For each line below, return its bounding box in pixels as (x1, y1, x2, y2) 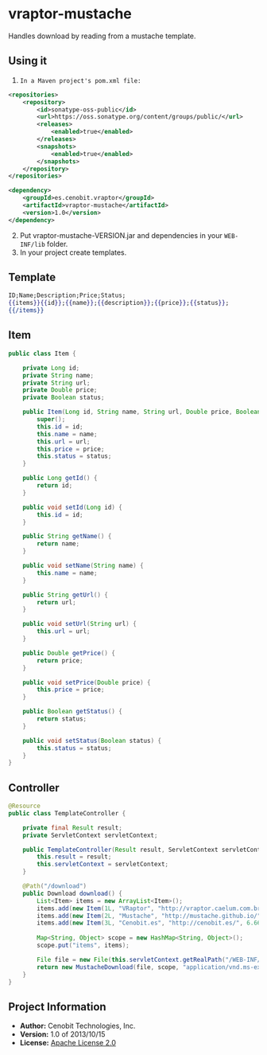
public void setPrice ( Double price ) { (22, 678, 151, 686)
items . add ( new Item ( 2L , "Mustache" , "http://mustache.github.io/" (37, 912, 261, 920)
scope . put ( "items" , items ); (37, 941, 130, 950)
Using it (8, 54, 48, 68)
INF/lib (19, 240, 45, 248)
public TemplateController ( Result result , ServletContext (22, 846, 219, 854)
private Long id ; (22, 364, 80, 372)
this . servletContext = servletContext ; (37, 861, 169, 869)
